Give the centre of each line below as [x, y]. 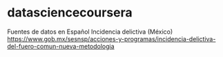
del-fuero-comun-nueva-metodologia [61, 46]
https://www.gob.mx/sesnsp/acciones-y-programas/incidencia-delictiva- [111, 38]
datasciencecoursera [70, 13]
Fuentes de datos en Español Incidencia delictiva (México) [90, 32]
